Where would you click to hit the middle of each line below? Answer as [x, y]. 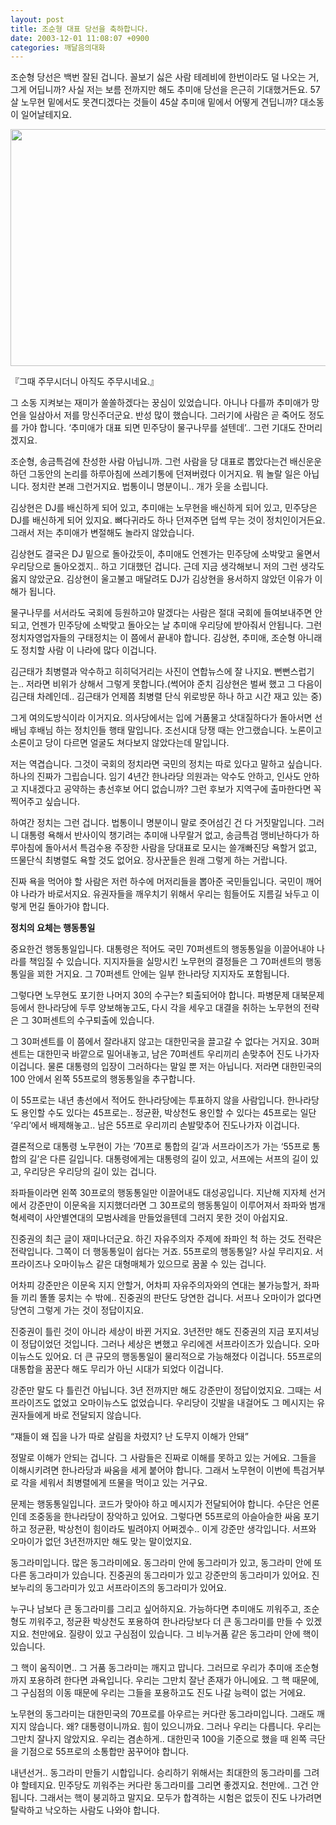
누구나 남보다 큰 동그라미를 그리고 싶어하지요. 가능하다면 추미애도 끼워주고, [156, 1609]
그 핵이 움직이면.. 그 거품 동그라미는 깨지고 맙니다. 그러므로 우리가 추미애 [151, 1668]
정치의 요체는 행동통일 [53, 928]
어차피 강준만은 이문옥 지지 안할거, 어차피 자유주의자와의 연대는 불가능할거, [156, 1285]
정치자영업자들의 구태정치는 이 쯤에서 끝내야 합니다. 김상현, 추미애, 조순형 [153, 638]
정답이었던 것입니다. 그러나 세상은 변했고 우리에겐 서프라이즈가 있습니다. [161, 1344]
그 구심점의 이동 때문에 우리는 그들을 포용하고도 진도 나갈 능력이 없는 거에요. [158, 1693]
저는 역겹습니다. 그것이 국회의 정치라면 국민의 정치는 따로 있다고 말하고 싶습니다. [166, 764]
